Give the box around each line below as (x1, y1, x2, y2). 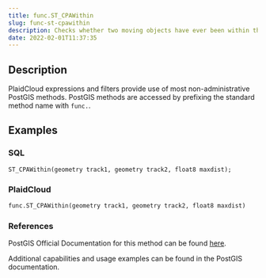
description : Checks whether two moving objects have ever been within (8, 26, 249, 34)
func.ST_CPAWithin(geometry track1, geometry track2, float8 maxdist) (8, 202, 246, 210)
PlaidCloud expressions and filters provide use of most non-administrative (8, 84, 250, 93)
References (8, 220, 54, 231)
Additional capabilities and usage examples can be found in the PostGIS (8, 254, 243, 264)
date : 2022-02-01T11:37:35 (8, 33, 97, 42)
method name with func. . (8, 101, 91, 111)
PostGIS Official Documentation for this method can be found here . (8, 238, 227, 248)
